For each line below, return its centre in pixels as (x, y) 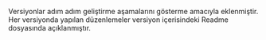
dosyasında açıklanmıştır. (50, 28)
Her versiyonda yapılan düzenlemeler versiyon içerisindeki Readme (118, 20)
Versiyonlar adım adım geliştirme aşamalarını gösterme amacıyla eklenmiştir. (133, 11)
